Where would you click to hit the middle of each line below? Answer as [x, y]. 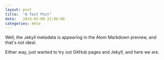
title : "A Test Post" [28, 14]
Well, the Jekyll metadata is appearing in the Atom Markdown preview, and [81, 37]
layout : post [18, 10]
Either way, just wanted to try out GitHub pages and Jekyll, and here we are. [82, 52]
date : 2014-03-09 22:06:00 [35, 19]
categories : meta [23, 23]
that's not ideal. [21, 43]
